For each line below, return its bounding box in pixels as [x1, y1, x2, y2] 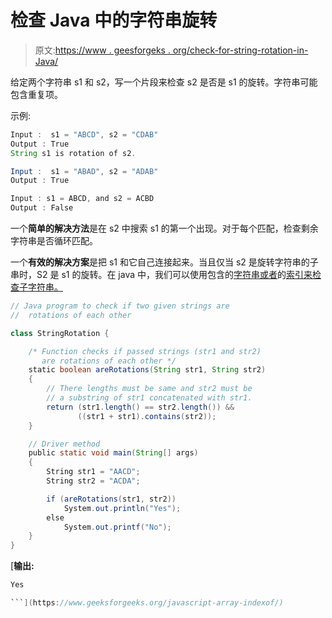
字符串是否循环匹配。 [10, 235, 98, 247]
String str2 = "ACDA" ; [46, 476, 141, 486]
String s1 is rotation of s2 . [10, 148, 137, 158]
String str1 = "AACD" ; [46, 467, 141, 477]
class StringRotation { [10, 328, 110, 338]
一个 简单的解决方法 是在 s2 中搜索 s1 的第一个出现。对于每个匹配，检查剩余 [10, 222, 319, 235]
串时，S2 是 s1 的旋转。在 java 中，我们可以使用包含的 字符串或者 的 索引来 [10, 269, 313, 281]
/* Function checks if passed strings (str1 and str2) [28, 346, 262, 356]
